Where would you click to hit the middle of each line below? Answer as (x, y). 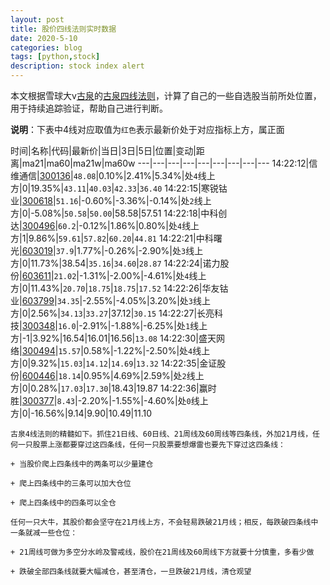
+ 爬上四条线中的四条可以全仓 (63, 503)
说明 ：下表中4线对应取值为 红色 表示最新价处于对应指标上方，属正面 (147, 129)
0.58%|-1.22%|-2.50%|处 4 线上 (147, 350)
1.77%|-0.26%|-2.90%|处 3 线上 (140, 250)
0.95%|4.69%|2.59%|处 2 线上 (144, 375)
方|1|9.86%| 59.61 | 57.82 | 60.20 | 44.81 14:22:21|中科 (112, 238)
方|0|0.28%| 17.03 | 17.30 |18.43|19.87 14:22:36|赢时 (113, 388)
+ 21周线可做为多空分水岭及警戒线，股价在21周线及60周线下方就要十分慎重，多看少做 (162, 552)
